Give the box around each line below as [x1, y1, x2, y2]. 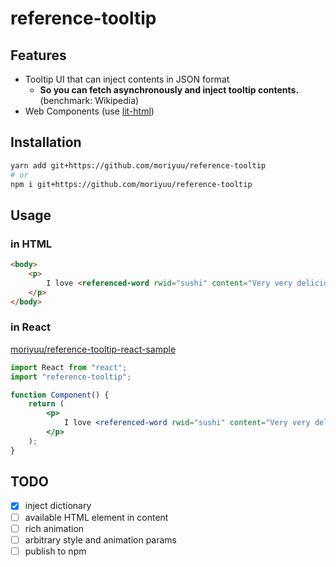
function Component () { [10, 390, 110, 400]
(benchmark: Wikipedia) [39, 95, 140, 106]
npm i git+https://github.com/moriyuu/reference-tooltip [10, 179, 253, 189]
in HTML [10, 237, 53, 251]
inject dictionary [24, 500, 92, 512]
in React [10, 320, 52, 334]
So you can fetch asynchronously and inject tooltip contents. [39, 84, 300, 96]
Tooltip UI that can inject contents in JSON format [24, 73, 230, 85]
